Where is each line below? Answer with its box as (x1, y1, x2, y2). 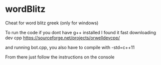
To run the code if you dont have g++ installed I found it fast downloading (5, 29, 156, 35)
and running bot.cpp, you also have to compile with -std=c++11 (5, 44, 135, 50)
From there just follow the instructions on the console (5, 54, 115, 60)
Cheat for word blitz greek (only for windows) (5, 20, 99, 26)
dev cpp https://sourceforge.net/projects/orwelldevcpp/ (5, 35, 120, 41)
